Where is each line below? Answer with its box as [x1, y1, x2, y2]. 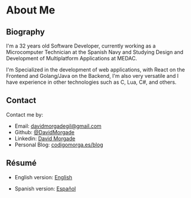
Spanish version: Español [14, 185, 76, 192]
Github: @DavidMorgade [14, 128, 75, 135]
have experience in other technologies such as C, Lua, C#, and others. [6, 78, 177, 86]
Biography [6, 27, 45, 37]
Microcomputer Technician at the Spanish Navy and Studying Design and [6, 49, 184, 56]
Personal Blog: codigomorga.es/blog [14, 141, 103, 148]
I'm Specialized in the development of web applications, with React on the [6, 66, 185, 73]
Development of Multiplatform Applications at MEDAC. [6, 55, 138, 62]
